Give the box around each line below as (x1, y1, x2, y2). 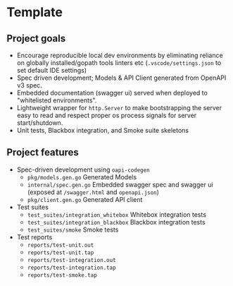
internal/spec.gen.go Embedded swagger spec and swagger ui (27, 180, 213, 189)
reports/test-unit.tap (27, 249, 94, 256)
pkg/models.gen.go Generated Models (27, 172, 137, 181)
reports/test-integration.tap (27, 264, 117, 271)
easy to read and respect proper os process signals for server (16, 111, 197, 119)
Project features (6, 146, 79, 159)
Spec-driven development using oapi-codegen (16, 165, 150, 174)
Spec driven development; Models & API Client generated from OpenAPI (16, 73, 227, 82)
